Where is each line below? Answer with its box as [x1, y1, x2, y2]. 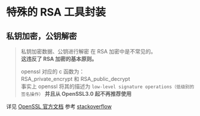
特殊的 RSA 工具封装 [6, 5, 106, 19]
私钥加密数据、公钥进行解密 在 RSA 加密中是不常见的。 [20, 48, 156, 55]
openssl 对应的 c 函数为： [20, 68, 85, 75]
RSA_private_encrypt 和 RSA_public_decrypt [20, 76, 130, 82]
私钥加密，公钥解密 [6, 31, 77, 41]
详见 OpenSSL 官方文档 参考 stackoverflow [6, 103, 112, 110]
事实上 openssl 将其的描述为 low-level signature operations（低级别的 [20, 83, 195, 90]
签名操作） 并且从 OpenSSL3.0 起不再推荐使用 [20, 90, 132, 97]
